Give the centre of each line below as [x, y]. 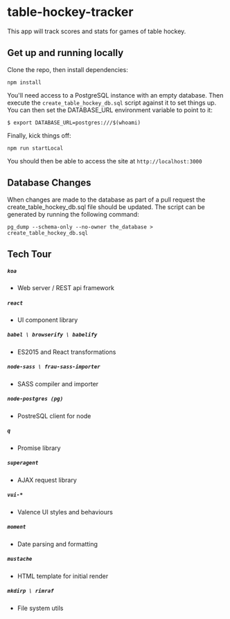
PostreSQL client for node [54, 415]
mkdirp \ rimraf [30, 591]
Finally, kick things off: [39, 135]
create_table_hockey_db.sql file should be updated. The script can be [106, 207]
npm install [24, 82]
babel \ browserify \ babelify [52, 335]
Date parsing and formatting [57, 544]
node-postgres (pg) [35, 399]
